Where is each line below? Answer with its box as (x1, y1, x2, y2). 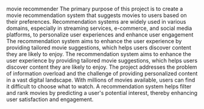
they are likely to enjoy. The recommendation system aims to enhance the (6, 51, 192, 57)
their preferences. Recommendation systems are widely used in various (6, 18, 186, 25)
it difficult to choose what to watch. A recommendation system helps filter (6, 83, 192, 90)
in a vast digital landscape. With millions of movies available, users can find (6, 76, 195, 83)
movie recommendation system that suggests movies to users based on (6, 12, 187, 19)
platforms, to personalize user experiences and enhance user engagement (6, 31, 194, 38)
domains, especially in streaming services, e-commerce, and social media (6, 24, 192, 32)
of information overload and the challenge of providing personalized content (6, 70, 198, 77)
